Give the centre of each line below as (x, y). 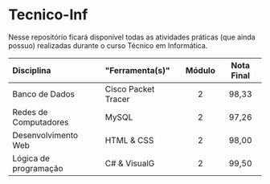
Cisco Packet (130, 88)
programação (38, 168)
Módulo (200, 70)
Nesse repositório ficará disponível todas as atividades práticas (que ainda (132, 37)
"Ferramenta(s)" (137, 70)
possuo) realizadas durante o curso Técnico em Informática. (108, 45)
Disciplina (32, 70)
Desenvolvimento (45, 135)
